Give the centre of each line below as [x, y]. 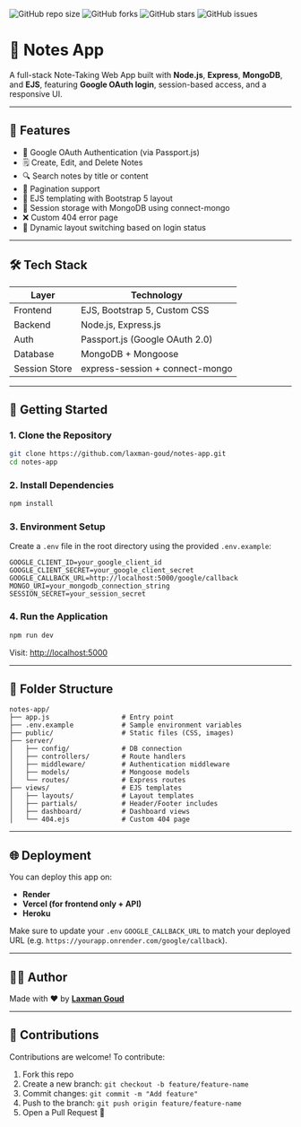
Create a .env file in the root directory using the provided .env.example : [140, 546]
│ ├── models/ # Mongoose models [100, 773]
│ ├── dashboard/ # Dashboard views [100, 812]
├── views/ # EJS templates [95, 788]
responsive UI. [36, 93]
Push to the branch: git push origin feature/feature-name [132, 1103]
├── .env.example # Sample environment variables [126, 725]
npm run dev [31, 635]
